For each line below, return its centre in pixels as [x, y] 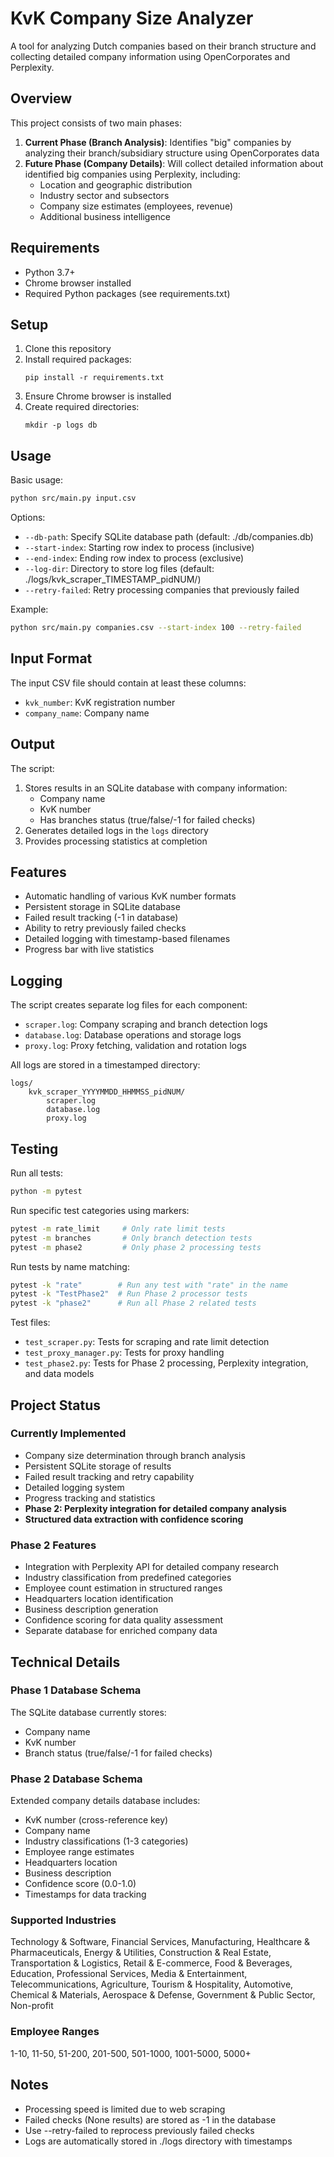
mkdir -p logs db [61, 425]
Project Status [56, 1405]
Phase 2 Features [53, 1545]
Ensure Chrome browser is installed [98, 396]
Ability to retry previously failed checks [105, 928]
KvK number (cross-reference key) [96, 1820]
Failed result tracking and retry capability [109, 1476]
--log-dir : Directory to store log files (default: [119, 569]
